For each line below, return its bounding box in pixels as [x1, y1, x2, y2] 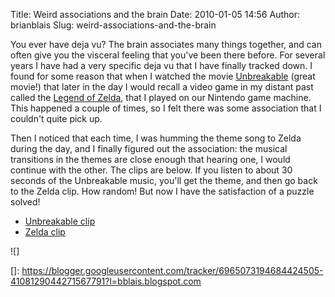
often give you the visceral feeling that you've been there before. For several [10, 49, 326, 61]
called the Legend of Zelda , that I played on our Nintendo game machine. [10, 92, 312, 103]
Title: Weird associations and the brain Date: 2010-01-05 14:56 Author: [10, 9, 300, 20]
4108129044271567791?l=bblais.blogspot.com [10, 275, 202, 287]
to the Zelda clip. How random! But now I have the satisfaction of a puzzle [10, 185, 315, 197]
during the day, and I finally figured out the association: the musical [10, 143, 288, 154]
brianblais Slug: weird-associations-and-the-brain [10, 19, 217, 31]
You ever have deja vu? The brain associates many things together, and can [10, 39, 322, 50]
